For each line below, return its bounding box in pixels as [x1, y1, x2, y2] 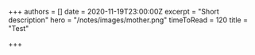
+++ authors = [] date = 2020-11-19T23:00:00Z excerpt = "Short [8, 7, 220, 16]
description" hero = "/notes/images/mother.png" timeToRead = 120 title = [8, 15, 249, 25]
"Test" [8, 24, 29, 33]
